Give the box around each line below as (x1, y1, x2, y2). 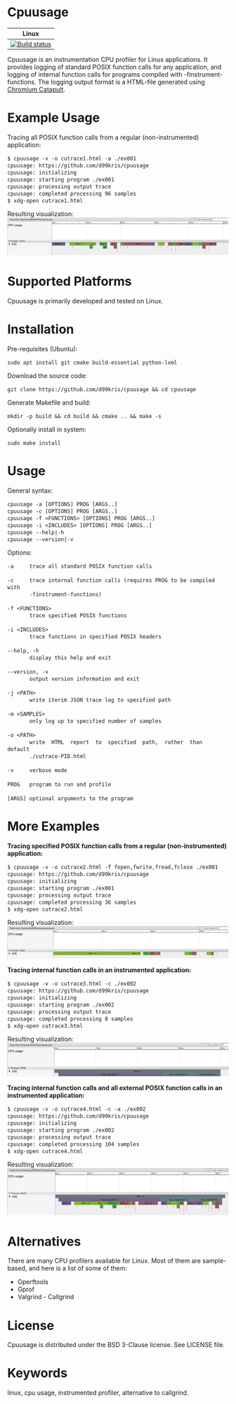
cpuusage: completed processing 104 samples (7, 1141, 140, 1148)
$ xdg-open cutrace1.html (7, 198, 83, 205)
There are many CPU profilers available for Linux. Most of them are (7, 1257, 202, 1265)
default (7, 746, 30, 753)
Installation (7, 322, 74, 338)
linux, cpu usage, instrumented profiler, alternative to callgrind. (7, 1389, 189, 1397)
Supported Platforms (7, 274, 132, 289)
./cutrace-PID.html (29, 753, 86, 760)
